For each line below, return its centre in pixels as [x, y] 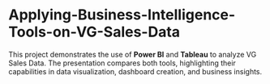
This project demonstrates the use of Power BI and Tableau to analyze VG [133, 54]
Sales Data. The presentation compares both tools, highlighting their [122, 63]
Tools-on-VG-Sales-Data [94, 32]
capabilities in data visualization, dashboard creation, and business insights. [135, 71]
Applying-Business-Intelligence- [122, 15]
